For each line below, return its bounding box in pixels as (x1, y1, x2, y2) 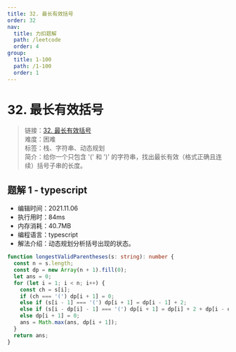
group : (7, 50, 27, 57)
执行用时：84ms (17, 213, 65, 222)
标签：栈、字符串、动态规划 (24, 144, 105, 152)
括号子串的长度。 (37, 161, 86, 170)
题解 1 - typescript (7, 184, 88, 196)
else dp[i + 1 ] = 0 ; (20, 313, 80, 320)
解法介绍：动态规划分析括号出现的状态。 (17, 239, 135, 248)
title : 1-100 (13, 56, 52, 63)
